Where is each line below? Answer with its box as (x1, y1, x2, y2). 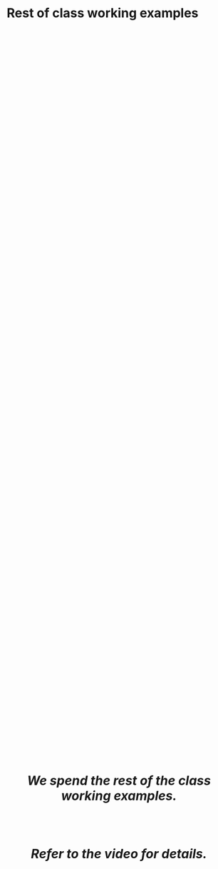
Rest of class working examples (6, 5, 199, 21)
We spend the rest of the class (26, 773, 212, 788)
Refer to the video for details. (31, 845, 207, 862)
